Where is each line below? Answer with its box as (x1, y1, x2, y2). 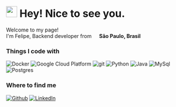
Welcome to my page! (6, 26, 59, 33)
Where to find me (6, 81, 57, 89)
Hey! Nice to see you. (19, 7, 126, 20)
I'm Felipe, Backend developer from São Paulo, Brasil (6, 32, 141, 39)
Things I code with (6, 47, 60, 55)
